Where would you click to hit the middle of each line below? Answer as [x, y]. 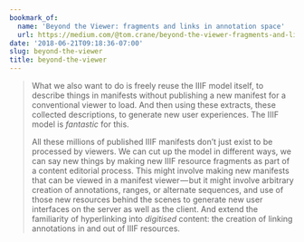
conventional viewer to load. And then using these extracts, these [153, 105]
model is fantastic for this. [80, 124]
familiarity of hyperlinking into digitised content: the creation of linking [162, 219]
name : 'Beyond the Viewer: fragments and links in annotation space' [151, 26]
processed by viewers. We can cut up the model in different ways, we [161, 151]
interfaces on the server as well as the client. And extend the [145, 209]
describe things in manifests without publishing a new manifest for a [159, 95]
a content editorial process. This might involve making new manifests [160, 170]
